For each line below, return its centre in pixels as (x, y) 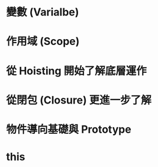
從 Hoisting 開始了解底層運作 (76, 71)
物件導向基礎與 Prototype (69, 129)
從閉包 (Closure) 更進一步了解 (79, 100)
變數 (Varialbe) (43, 12)
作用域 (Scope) (43, 41)
